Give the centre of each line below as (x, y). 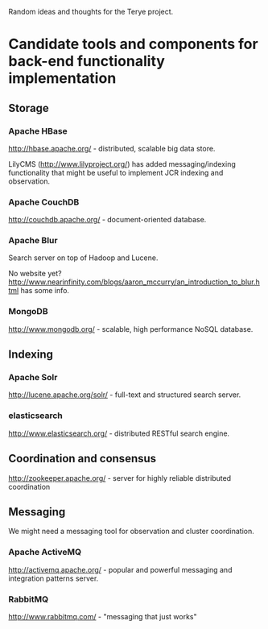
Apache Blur (33, 241)
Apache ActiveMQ (45, 552)
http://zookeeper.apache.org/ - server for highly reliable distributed (120, 478)
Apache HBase (38, 130)
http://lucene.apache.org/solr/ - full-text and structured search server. (125, 395)
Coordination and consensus (82, 459)
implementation (62, 79)
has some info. (45, 291)
